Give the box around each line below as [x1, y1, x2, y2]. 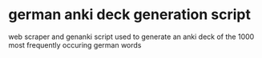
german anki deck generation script [8, 6, 251, 24]
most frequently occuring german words [8, 40, 142, 49]
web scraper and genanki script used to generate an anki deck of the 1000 [8, 32, 255, 41]
